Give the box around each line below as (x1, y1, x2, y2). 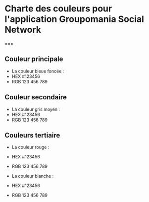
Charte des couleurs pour (4, 3, 112, 14)
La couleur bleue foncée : (11, 68, 64, 74)
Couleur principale (4, 55, 63, 64)
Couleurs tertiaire (4, 131, 60, 139)
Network (4, 24, 42, 35)
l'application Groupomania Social (4, 13, 145, 25)
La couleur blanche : (11, 173, 54, 179)
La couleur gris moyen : (11, 106, 60, 112)
